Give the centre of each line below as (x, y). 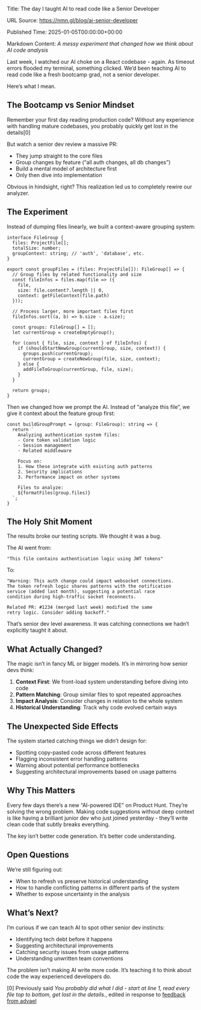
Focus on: (30, 461)
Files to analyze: (41, 487)
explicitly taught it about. (37, 630)
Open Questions (38, 855)
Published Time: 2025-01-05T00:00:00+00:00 (65, 32)
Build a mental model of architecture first (66, 169)
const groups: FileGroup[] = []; (54, 327)
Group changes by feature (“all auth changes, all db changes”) (93, 162)
